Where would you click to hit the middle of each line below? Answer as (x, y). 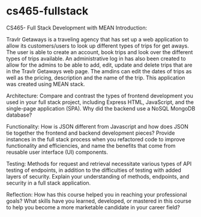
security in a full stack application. (49, 183)
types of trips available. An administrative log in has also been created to (96, 58)
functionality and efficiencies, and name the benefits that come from (91, 145)
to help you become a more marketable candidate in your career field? (93, 207)
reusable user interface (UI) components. (57, 152)
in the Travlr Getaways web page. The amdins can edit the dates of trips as (99, 71)
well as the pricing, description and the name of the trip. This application (96, 78)
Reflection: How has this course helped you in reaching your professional (97, 194)
